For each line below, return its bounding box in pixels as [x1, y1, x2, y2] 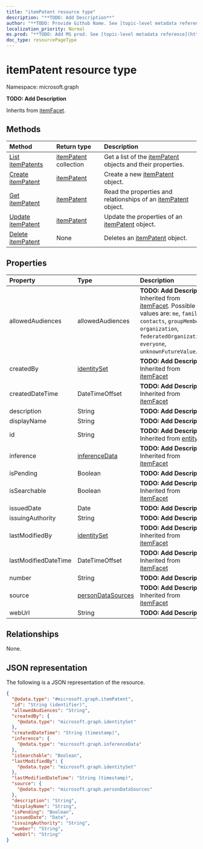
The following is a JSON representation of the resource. [6, 679, 145, 686]
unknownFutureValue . [140, 347, 198, 355]
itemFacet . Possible [140, 301, 196, 310]
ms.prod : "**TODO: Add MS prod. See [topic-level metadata [6, 32, 158, 38]
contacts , [140, 317, 167, 325]
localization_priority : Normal [6, 25, 85, 32]
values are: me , [140, 309, 181, 317]
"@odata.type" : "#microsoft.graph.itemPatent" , [11, 696, 134, 702]
